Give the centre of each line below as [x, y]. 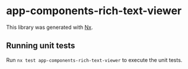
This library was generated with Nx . [50, 27]
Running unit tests [41, 46]
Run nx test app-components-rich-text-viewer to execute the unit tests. [94, 60]
